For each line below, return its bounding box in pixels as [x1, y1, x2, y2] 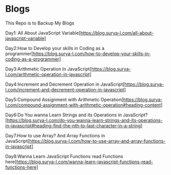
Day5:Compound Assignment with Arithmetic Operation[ [5, 96, 124, 103]
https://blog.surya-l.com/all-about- [80, 30, 154, 36]
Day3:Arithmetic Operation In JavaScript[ [5, 66, 92, 72]
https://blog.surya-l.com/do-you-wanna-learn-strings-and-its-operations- [7, 117, 163, 123]
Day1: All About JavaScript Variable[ [5, 30, 80, 36]
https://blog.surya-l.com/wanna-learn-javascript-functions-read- [16, 159, 154, 165]
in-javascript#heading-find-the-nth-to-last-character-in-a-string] [5, 122, 142, 129]
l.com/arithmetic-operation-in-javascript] [5, 71, 92, 77]
